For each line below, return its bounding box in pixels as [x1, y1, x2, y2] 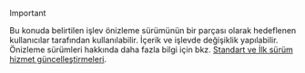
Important [9, 8, 46, 18]
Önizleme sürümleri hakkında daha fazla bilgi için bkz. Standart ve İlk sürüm [9, 44, 293, 55]
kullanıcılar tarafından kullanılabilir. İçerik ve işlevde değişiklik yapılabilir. [9, 35, 279, 45]
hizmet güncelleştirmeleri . [9, 54, 107, 64]
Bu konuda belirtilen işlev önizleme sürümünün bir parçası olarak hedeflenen [9, 25, 297, 35]
